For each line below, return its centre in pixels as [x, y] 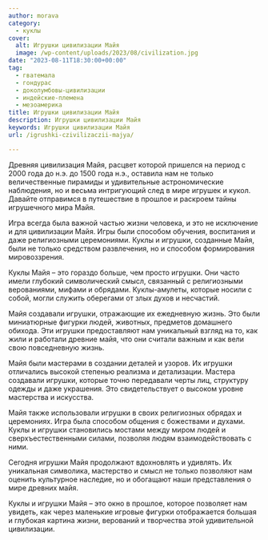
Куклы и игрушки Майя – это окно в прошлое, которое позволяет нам [128, 503]
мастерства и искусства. [51, 397]
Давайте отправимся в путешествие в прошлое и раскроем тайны [122, 199]
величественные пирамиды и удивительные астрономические [116, 182]
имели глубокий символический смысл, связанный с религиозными [126, 280]
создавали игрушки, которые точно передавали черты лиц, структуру [128, 380]
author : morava [34, 16]
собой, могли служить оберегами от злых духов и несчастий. [114, 298]
